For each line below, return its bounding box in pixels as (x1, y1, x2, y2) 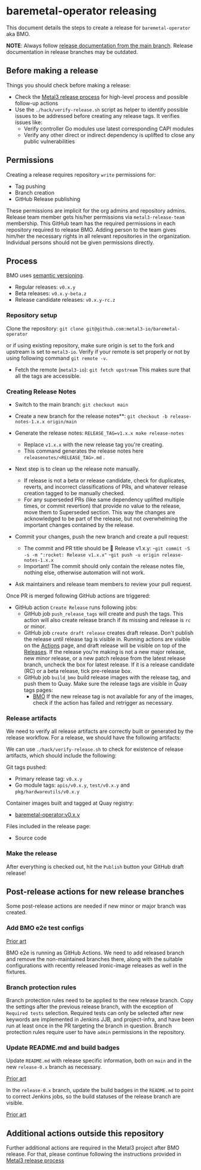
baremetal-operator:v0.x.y (14, 811, 80, 819)
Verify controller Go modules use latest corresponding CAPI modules (23, 125, 194, 132)
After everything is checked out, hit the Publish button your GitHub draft (6, 863, 184, 870)
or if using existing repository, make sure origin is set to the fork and (6, 341, 175, 348)
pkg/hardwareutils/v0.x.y (14, 789, 80, 795)
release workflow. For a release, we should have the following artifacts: (6, 734, 181, 741)
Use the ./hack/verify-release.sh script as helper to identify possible (14, 106, 188, 113)
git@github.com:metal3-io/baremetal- (86, 326, 181, 332)
